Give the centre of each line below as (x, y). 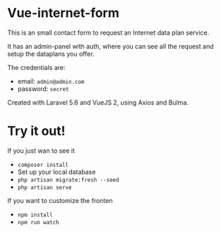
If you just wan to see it (41, 151)
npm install (35, 215)
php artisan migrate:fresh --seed (68, 180)
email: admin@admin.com (51, 81)
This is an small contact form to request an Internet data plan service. (108, 33)
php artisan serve (44, 187)
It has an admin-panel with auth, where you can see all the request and (110, 46)
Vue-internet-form (64, 13)
